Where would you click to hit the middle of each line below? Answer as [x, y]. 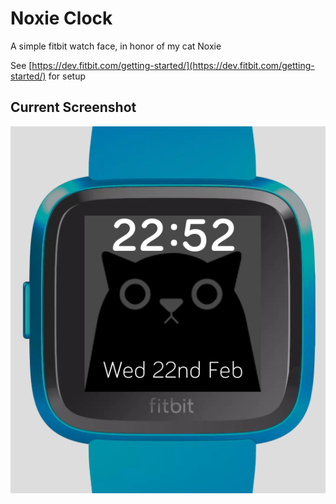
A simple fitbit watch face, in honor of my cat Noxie [116, 46]
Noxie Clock [61, 18]
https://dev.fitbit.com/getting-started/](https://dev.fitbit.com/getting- [173, 65]
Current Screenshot [73, 107]
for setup [67, 76]
